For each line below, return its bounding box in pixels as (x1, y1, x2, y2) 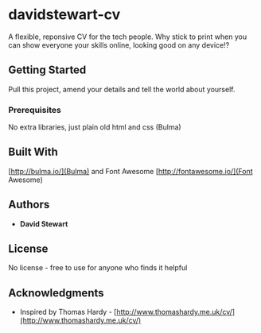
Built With (8, 145, 58, 159)
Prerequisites (8, 104, 61, 115)
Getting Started (8, 64, 87, 77)
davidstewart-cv (8, 6, 121, 24)
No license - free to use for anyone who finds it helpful (8, 263, 188, 273)
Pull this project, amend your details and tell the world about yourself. (8, 84, 236, 94)
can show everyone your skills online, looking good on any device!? (8, 40, 230, 49)
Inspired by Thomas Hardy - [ (19, 308, 117, 317)
